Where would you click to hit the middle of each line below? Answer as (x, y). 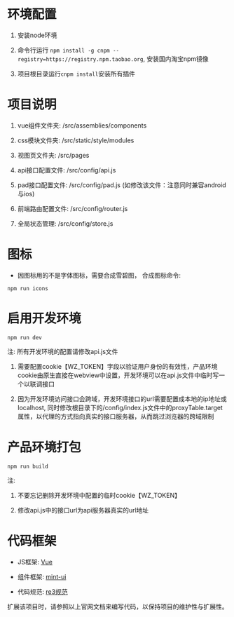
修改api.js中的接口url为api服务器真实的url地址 (83, 510)
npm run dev (25, 337)
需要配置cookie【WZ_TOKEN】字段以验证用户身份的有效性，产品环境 (117, 366)
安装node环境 (37, 35)
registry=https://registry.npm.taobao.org (80, 59)
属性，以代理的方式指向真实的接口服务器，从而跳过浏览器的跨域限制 (116, 416)
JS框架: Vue (35, 562)
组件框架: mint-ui (42, 576)
